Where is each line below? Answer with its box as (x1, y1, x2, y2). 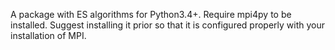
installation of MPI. (10, 30, 87, 41)
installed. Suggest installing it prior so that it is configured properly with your (10, 19, 326, 31)
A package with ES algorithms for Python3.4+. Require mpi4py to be (10, 9, 292, 20)
